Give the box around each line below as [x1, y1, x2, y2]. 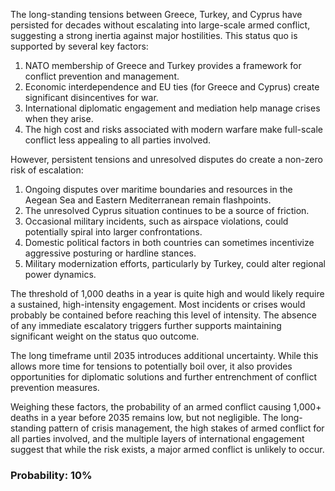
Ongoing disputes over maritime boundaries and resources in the [24, 184, 293, 195]
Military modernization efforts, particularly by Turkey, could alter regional [24, 258, 326, 269]
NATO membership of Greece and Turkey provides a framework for [24, 60, 302, 71]
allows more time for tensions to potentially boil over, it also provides [10, 360, 293, 372]
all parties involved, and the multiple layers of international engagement [10, 433, 305, 444]
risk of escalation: [10, 164, 84, 176]
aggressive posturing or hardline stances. [24, 247, 197, 259]
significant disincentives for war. [24, 92, 159, 103]
